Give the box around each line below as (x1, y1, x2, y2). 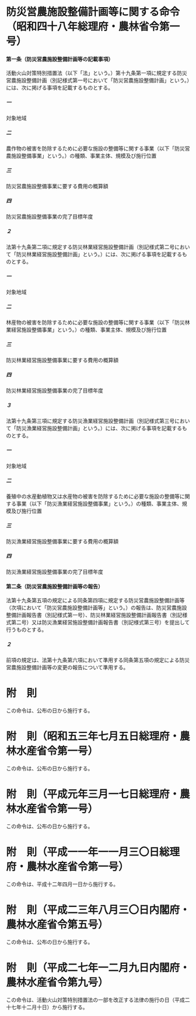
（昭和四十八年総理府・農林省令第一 (6, 20, 180, 33)
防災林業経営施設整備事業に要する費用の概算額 (6, 357, 118, 364)
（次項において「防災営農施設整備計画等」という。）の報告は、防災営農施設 (6, 604, 187, 611)
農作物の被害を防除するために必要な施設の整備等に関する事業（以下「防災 (6, 145, 185, 152)
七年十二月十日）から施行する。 (10, 1003, 88, 1011)
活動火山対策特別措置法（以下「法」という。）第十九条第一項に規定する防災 (6, 70, 188, 77)
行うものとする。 (6, 626, 47, 633)
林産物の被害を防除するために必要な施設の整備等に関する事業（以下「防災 (6, 319, 185, 326)
